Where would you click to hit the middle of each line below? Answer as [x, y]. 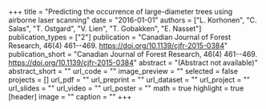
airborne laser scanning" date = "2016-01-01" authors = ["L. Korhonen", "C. [133, 20]
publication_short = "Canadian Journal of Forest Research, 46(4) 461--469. [133, 54]
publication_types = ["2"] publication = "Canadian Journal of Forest [120, 37]
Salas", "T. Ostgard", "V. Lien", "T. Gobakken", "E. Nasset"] [105, 28]
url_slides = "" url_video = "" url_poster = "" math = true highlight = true [126, 88]
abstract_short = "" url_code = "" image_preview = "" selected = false [123, 71]
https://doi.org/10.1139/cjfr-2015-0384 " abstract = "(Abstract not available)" [133, 63]
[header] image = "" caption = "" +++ [70, 97]
